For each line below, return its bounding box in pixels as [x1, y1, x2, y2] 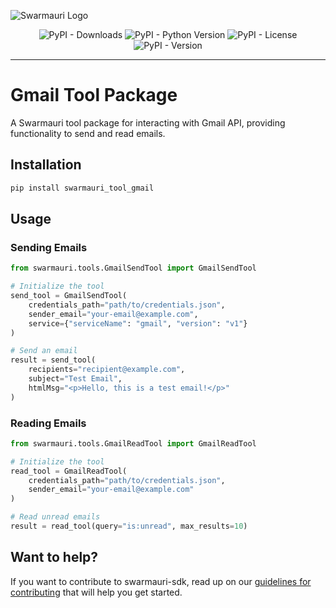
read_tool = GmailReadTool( [10, 466, 128, 476]
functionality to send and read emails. [10, 127, 166, 139]
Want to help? [10, 549, 99, 566]
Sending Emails [10, 240, 88, 254]
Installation [10, 156, 82, 174]
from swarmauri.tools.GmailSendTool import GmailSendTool [10, 263, 257, 274]
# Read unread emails [10, 512, 101, 522]
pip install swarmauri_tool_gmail [10, 183, 155, 193]
